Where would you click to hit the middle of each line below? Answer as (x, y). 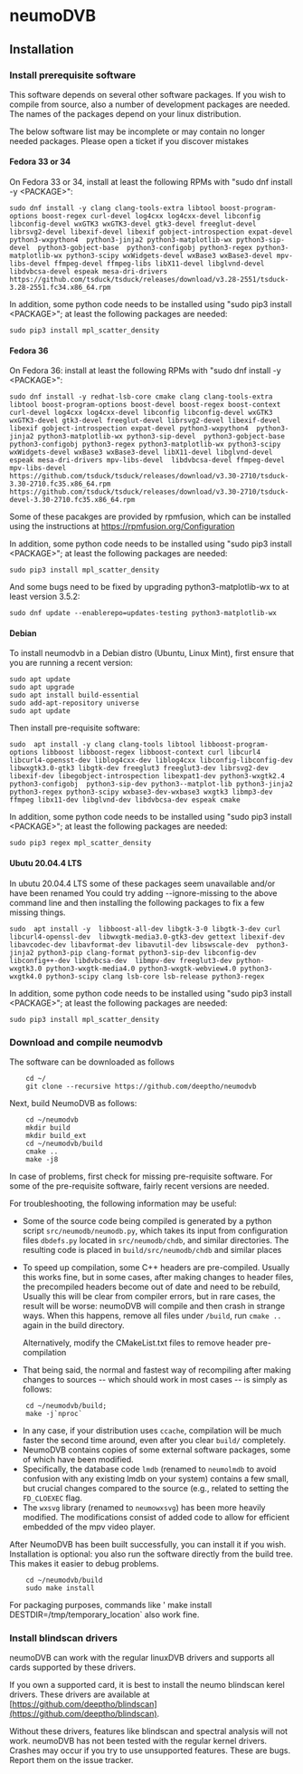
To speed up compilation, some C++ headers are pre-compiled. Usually (156, 1267)
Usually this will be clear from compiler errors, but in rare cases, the (149, 1296)
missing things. (38, 912)
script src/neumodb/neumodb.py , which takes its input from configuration (155, 1230)
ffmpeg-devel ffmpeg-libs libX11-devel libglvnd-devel (159, 264)
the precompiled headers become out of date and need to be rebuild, (151, 1287)
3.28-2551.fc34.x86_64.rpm (60, 288)
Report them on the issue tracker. (71, 1760)
